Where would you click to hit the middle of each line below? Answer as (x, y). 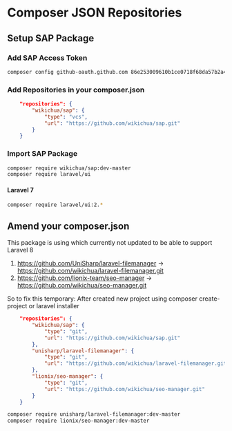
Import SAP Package (42, 154)
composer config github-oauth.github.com (68, 72)
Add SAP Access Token (47, 58)
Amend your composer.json (68, 226)
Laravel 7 (21, 190)
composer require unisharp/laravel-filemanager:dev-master (94, 414)
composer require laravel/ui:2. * (55, 205)
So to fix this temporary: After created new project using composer (103, 299)
